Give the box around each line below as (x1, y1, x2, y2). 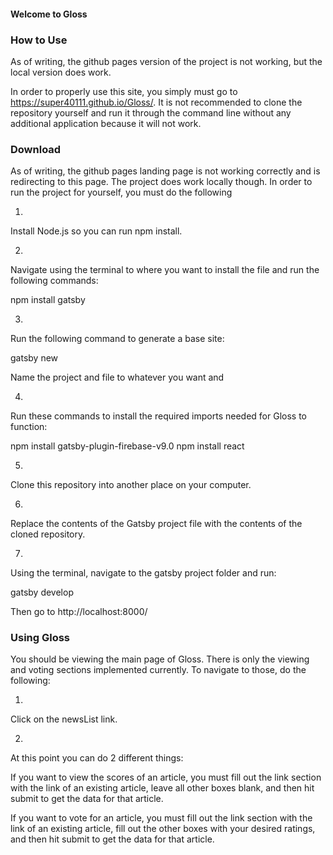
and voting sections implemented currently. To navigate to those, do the (10, 664, 307, 676)
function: (10, 421, 48, 433)
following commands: (10, 275, 99, 287)
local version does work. (10, 66, 112, 78)
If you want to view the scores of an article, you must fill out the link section (10, 771, 322, 784)
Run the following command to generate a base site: (10, 333, 225, 345)
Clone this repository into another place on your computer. (10, 479, 252, 491)
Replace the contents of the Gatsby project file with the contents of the (10, 518, 303, 530)
